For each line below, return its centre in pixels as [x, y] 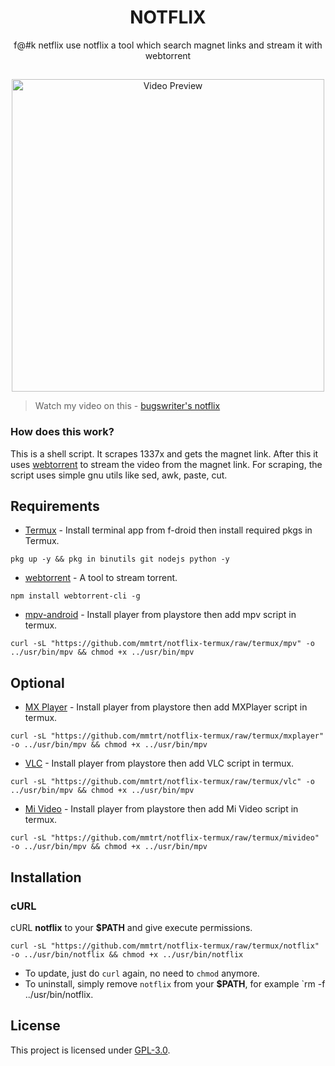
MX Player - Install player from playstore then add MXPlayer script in [166, 707]
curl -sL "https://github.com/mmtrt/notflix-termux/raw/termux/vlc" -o [162, 782]
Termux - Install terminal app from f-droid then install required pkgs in [168, 530]
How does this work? [62, 432]
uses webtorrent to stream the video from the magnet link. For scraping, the [166, 464]
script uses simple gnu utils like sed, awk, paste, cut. [119, 475]
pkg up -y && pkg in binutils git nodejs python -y [120, 559]
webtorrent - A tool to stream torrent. [101, 578]
